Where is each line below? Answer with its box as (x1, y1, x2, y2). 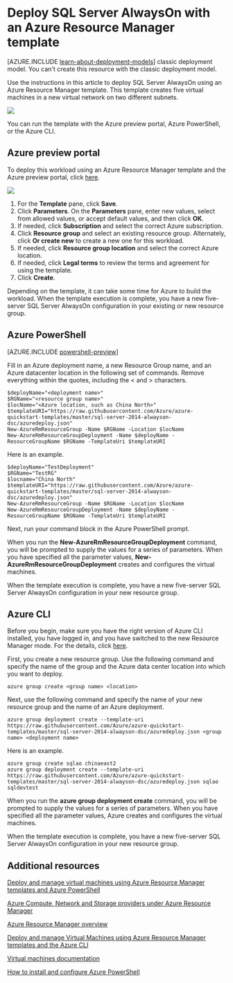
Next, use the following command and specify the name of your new (7, 695, 203, 704)
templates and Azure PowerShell (7, 886, 101, 894)
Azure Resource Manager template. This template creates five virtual (7, 86, 204, 94)
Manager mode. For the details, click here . (7, 642, 128, 650)
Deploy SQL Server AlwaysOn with (7, 5, 211, 21)
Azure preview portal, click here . (7, 172, 101, 181)
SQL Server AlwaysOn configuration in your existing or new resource (27, 301, 224, 310)
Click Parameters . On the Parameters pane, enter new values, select (17, 206, 215, 215)
